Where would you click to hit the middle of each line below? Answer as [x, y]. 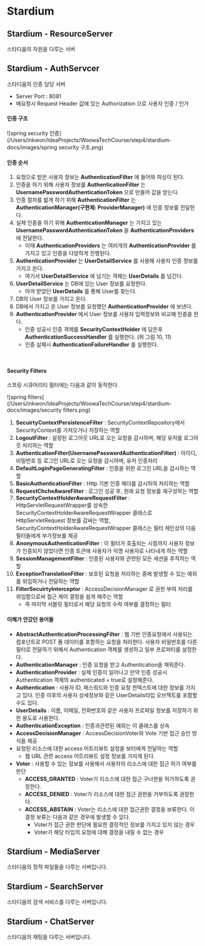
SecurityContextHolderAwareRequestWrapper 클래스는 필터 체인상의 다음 [106, 528]
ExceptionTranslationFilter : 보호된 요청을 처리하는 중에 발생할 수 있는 [101, 574]
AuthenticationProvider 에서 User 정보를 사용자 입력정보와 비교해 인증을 [104, 314]
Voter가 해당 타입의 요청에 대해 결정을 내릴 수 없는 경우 [99, 832]
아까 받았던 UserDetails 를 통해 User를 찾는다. [81, 291]
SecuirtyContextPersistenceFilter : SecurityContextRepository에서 [100, 423]
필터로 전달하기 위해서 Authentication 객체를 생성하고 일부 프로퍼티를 [98, 649]
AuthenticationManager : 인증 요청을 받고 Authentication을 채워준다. [100, 665]
